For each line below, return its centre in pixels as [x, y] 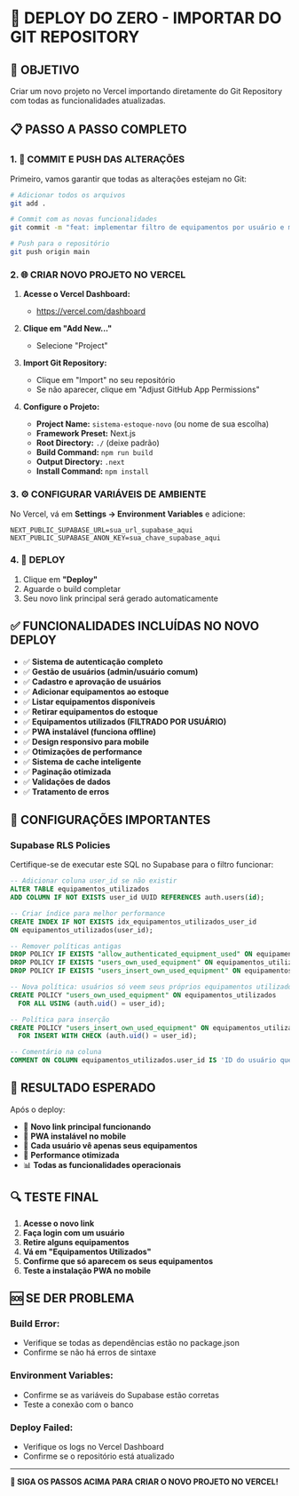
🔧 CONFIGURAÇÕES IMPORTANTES [110, 820]
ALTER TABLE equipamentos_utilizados [80, 889]
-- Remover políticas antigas [66, 946]
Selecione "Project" [72, 346]
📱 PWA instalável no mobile [75, 1136]
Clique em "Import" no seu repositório [106, 380]
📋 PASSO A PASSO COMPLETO [98, 129]
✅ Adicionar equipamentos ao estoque [96, 692]
